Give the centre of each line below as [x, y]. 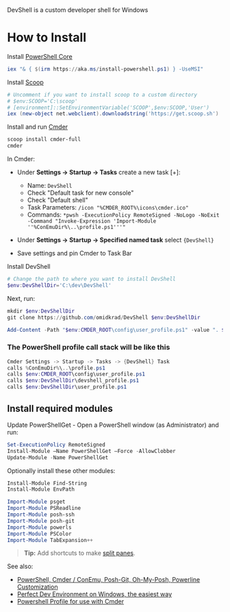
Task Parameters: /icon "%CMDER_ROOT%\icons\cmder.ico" [108, 208]
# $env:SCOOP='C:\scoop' [42, 101]
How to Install [47, 38]
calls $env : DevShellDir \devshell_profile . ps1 [73, 381]
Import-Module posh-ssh [41, 515]
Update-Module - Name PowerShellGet [58, 457]
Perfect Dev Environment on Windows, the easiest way [94, 594]
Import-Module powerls [39, 527]
